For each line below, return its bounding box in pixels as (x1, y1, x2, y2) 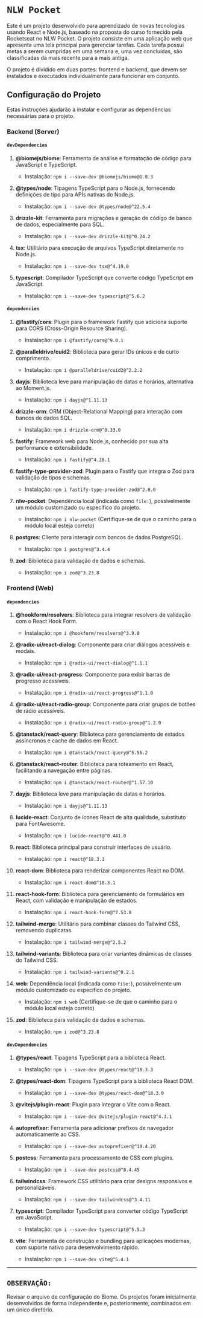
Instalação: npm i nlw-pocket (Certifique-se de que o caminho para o (24, 516, 196, 523)
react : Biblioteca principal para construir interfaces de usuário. (15, 843, 172, 851)
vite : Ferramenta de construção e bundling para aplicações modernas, (15, 1238, 192, 1245)
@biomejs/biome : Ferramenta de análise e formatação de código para (15, 154, 192, 161)
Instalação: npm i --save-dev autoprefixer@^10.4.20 (24, 1143, 156, 1150)
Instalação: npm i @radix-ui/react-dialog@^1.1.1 (24, 659, 148, 666)
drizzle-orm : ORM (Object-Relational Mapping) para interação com (15, 408, 183, 415)
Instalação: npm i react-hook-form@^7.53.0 (24, 909, 132, 916)
